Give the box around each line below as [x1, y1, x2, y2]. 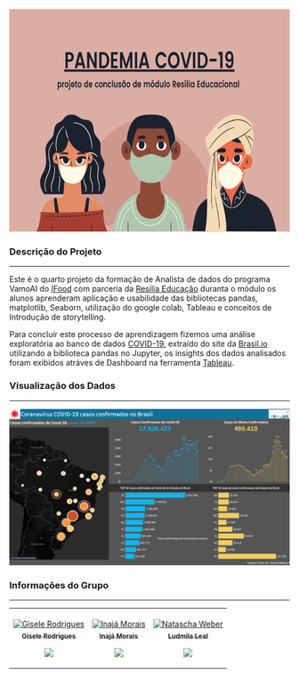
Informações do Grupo [9, 579, 109, 592]
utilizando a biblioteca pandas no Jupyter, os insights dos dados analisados [9, 348, 287, 359]
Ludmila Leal [167, 632, 209, 641]
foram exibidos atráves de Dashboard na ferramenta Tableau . [9, 358, 235, 368]
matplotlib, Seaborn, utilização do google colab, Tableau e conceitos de [9, 303, 272, 313]
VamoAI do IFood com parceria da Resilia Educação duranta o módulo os [9, 284, 277, 295]
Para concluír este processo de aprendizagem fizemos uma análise [9, 329, 256, 340]
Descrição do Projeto [9, 245, 102, 257]
